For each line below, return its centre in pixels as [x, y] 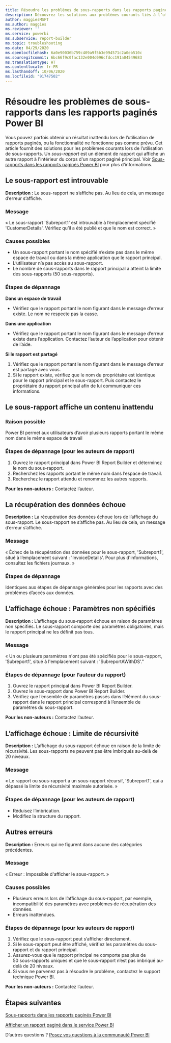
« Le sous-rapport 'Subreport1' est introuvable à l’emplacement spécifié [81, 222]
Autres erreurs [29, 832]
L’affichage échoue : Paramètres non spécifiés [80, 609]
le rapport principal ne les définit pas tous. [50, 632]
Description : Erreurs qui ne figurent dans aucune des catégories [74, 844]
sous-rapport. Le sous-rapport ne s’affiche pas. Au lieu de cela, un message [85, 522]
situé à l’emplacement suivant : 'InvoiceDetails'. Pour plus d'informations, [82, 557]
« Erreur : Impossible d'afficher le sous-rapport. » [57, 874]
